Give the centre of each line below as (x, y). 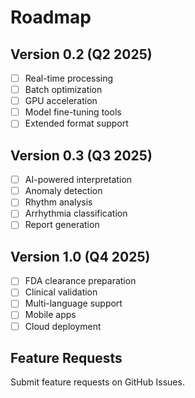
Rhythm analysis (58, 202)
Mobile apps (50, 315)
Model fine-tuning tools (73, 112)
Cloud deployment (63, 326)
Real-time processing (69, 78)
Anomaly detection (63, 191)
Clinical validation (61, 292)
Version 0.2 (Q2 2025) (81, 54)
